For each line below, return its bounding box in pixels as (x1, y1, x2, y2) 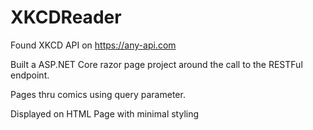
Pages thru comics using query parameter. (10, 88, 186, 100)
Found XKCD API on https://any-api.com (10, 39, 177, 51)
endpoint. (10, 69, 50, 81)
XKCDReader (10, 6, 122, 29)
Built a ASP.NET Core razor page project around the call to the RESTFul (10, 58, 303, 70)
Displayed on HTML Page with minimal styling (10, 107, 200, 120)
